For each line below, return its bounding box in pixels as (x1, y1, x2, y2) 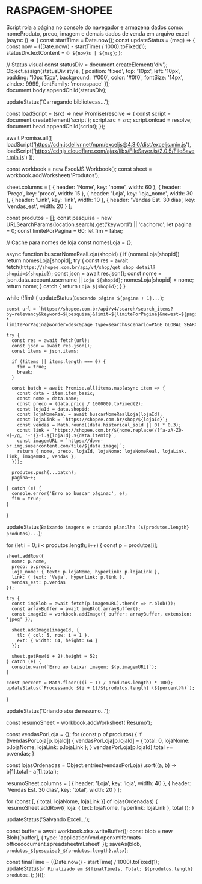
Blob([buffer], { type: (6, 833, 58, 841)
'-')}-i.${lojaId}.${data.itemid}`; (25, 432, 117, 438)
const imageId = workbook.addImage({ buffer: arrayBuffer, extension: (11, 611, 192, 617)
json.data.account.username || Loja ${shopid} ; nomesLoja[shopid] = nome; (6, 276, 194, 283)
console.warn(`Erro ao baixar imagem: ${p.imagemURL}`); (11, 664, 158, 670)
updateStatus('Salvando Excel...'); (6, 815, 90, 823)
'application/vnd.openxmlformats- (58, 833, 143, 841)
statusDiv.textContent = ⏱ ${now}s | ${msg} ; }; (6, 49, 123, 56)
